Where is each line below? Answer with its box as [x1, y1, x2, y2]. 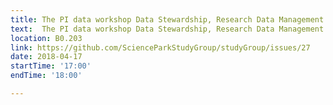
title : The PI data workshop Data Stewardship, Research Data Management [10, 14, 325, 25]
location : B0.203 [10, 33, 83, 43]
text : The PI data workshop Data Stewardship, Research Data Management [10, 24, 325, 34]
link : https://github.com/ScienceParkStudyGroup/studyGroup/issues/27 [10, 42, 311, 53]
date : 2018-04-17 [10, 52, 83, 62]
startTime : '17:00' [10, 61, 92, 71]
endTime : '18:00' [10, 71, 83, 81]
